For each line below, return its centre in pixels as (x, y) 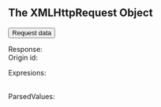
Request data (32, 33)
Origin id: (23, 57)
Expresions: (27, 72)
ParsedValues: (32, 96)
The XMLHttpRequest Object (80, 13)
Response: (26, 49)
